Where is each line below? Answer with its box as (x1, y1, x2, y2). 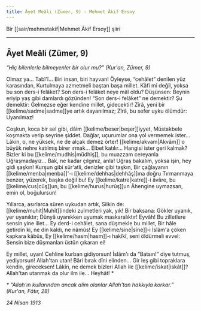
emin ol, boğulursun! (6, 189, 57, 197)
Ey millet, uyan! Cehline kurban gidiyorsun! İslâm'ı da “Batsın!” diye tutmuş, (6, 250, 191, 258)
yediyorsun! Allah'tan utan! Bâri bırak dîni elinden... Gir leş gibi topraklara (6, 257, 185, 264)
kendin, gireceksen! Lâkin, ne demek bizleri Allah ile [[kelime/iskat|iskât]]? (6, 263, 188, 270)
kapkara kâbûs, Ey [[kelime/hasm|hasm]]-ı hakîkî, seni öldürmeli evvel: (6, 233, 181, 240)
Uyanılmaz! (6, 114, 34, 121)
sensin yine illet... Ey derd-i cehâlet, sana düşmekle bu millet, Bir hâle (6, 220, 176, 227)
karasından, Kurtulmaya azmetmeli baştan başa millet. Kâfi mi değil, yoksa (6, 82, 188, 89)
